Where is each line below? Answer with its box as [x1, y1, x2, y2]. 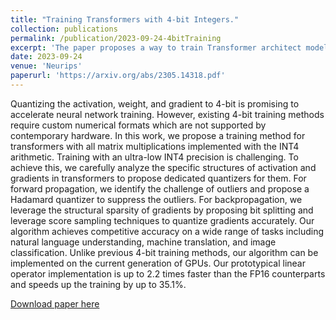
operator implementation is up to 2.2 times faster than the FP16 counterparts [10, 267, 326, 280]
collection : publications [10, 24, 118, 34]
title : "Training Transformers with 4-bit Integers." [10, 14, 240, 25]
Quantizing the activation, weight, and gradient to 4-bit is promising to [10, 97, 300, 110]
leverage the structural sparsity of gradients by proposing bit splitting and [10, 204, 314, 216]
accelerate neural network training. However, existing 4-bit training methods [10, 108, 325, 120]
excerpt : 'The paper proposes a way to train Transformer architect [10, 42, 302, 53]
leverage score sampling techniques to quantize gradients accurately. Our [10, 214, 315, 226]
